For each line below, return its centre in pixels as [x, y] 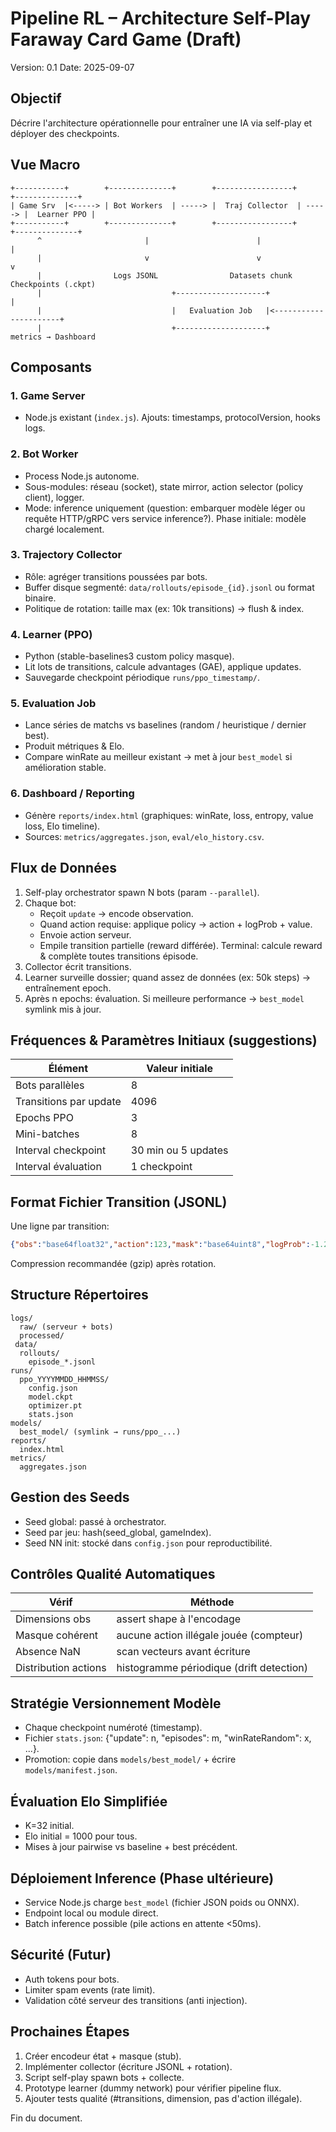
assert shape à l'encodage [179, 1619]
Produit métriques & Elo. [74, 746]
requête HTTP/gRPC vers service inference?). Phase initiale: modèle [165, 518]
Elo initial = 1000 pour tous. [81, 1836]
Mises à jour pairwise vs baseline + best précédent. [131, 1847]
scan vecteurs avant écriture [183, 1652]
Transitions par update [68, 1102]
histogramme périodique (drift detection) [212, 1668]
